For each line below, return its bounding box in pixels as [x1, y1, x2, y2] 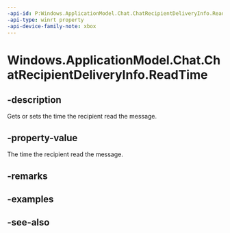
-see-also [7, 217, 50, 228]
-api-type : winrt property [7, 16, 84, 23]
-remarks [7, 170, 48, 182]
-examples [7, 193, 54, 205]
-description [7, 94, 62, 106]
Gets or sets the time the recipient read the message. [7, 112, 157, 121]
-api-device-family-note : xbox [7, 23, 97, 29]
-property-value [7, 132, 78, 144]
